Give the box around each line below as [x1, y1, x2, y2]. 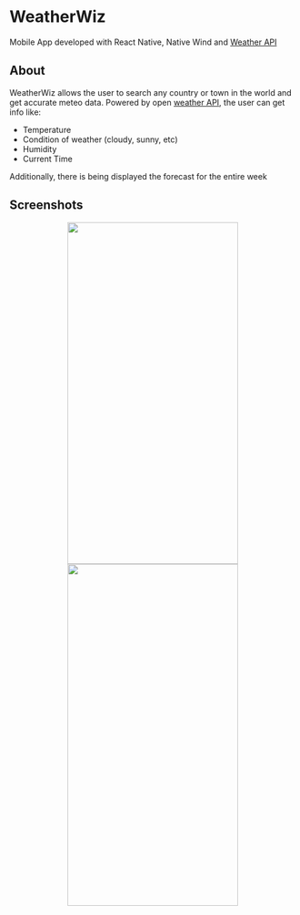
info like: [9, 107, 42, 118]
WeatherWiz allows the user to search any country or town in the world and [9, 87, 293, 98]
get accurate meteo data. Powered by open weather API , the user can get [9, 97, 285, 108]
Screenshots [9, 198, 84, 213]
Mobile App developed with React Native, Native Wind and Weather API [9, 36, 277, 47]
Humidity [22, 143, 57, 154]
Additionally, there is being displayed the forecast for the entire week [9, 170, 268, 181]
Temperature [22, 124, 72, 135]
